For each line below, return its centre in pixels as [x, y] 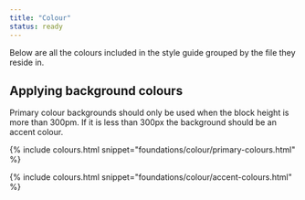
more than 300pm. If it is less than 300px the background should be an [143, 122]
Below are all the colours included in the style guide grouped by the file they [152, 52]
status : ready [37, 26]
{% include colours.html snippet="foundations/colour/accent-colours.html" [151, 177]
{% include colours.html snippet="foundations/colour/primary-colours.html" [152, 150]
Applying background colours [96, 91]
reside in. [27, 62]
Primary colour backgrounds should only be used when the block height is [149, 113]
